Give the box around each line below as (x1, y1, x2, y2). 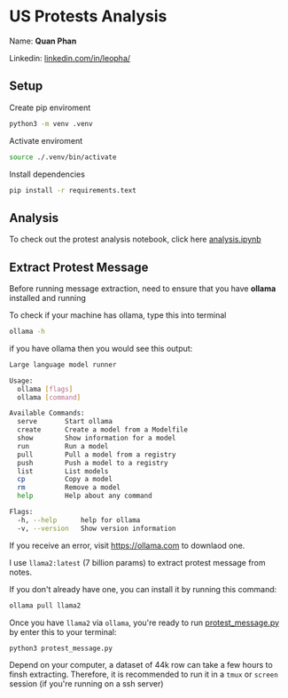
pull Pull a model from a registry (17, 450, 176, 459)
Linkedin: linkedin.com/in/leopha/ (9, 52, 131, 63)
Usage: (9, 376, 34, 385)
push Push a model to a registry (17, 458, 168, 467)
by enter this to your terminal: (9, 626, 117, 637)
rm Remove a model (17, 483, 121, 492)
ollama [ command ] (17, 393, 82, 401)
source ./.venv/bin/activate (9, 153, 117, 162)
